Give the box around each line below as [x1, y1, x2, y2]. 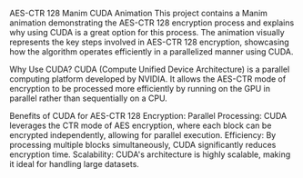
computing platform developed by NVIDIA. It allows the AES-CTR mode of [9, 74, 287, 84]
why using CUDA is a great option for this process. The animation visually [9, 27, 285, 37]
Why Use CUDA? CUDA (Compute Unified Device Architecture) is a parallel [9, 64, 290, 74]
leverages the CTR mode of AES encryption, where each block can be [9, 120, 272, 131]
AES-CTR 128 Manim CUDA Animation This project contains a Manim [9, 8, 268, 18]
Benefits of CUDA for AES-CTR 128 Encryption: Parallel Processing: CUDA [9, 111, 288, 121]
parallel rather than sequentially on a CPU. [9, 93, 168, 104]
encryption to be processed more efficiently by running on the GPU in [9, 84, 271, 94]
